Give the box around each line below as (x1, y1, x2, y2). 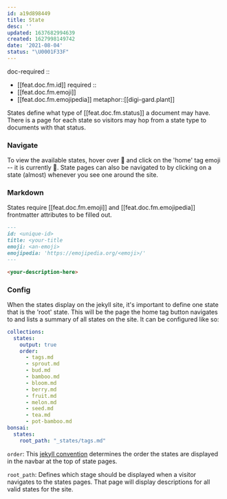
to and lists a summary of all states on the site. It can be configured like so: (7, 315, 219, 323)
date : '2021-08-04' (7, 42, 63, 49)
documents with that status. (7, 123, 86, 131)
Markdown (7, 188, 44, 198)
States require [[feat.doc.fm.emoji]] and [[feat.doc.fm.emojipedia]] (7, 204, 196, 212)
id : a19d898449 (7, 10, 51, 17)
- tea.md (25, 412, 51, 418)
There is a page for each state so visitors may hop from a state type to (7, 116, 206, 124)
